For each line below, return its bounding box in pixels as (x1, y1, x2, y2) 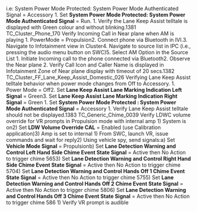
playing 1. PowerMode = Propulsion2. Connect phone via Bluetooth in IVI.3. (6, 37, 188, 43)
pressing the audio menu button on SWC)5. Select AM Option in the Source (6, 49, 188, 55)
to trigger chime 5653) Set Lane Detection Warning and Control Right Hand (6, 155, 191, 162)
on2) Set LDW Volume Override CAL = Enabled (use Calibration (6, 124, 161, 131)
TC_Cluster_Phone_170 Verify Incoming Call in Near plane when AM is (6, 30, 175, 37)
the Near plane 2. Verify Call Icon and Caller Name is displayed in (6, 61, 164, 68)
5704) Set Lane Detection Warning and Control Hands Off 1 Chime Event (6, 168, 185, 174)
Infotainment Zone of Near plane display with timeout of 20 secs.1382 (6, 68, 175, 74)
